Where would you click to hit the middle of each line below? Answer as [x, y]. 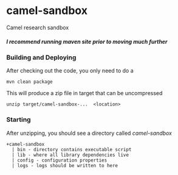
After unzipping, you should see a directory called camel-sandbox [89, 133]
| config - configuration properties [60, 160]
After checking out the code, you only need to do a [70, 71]
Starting [19, 120]
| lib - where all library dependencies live [70, 155]
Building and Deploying [41, 57]
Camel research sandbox [38, 27]
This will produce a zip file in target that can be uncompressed [84, 93]
